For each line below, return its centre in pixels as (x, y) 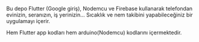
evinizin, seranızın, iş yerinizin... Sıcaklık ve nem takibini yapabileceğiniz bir (99, 15)
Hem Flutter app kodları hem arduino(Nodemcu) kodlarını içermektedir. (94, 33)
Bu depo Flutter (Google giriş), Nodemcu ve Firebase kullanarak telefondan (99, 9)
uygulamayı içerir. (28, 21)
